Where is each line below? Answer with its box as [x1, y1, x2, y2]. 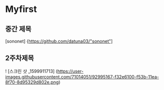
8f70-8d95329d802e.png [5, 79, 59, 85]
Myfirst [5, 3, 37, 15]
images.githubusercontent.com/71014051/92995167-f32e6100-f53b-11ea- [5, 73, 159, 79]
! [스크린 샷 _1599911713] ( [5, 68, 58, 74]
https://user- [57, 68, 84, 74]
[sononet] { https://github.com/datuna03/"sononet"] [5, 38, 113, 44]
